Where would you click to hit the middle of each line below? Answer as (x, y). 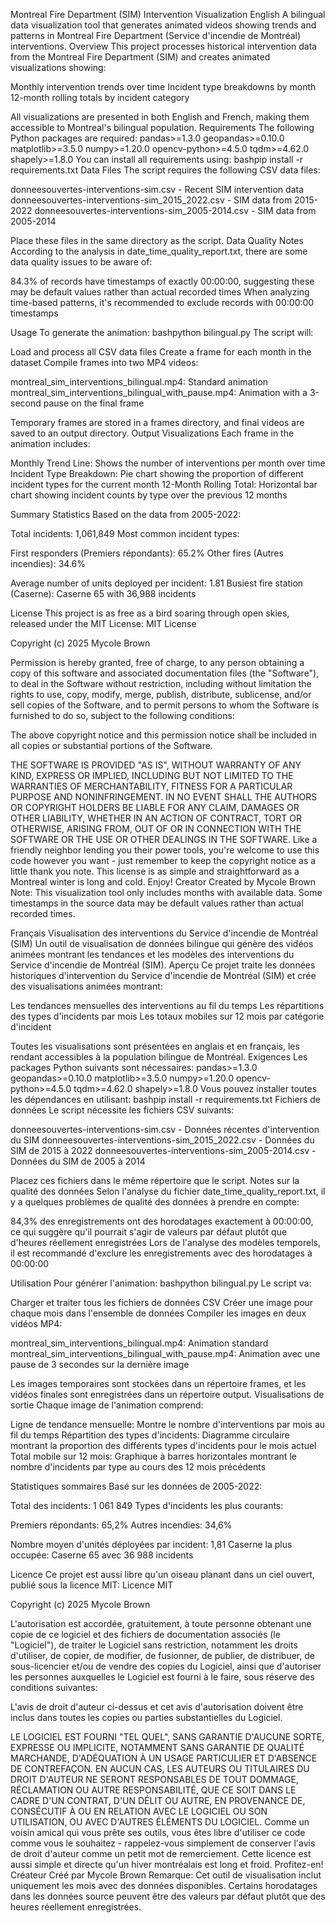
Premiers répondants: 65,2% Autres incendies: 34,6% (121, 1525)
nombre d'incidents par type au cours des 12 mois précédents (138, 1467)
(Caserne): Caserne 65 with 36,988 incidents (103, 593)
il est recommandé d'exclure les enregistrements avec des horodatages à (161, 1253)
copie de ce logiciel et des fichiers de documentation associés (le (145, 1634)
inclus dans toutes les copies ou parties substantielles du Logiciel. (146, 1717)
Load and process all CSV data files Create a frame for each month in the (161, 352)
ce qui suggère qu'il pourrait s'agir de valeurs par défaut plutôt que (149, 1232)
